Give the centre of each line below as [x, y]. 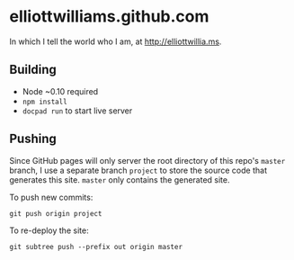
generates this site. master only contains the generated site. [120, 179]
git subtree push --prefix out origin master [96, 247]
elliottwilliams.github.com [109, 17]
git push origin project [56, 213]
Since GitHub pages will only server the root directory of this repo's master [147, 160]
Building [33, 70]
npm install [45, 102]
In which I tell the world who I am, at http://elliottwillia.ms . [116, 41]
